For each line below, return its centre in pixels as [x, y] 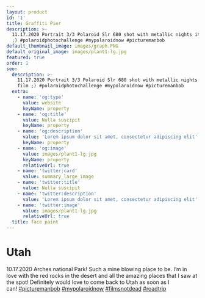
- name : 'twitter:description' [57, 194]
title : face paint [35, 222]
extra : [20, 92]
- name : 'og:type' [41, 97]
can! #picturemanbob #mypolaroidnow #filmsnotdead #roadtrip [86, 288]
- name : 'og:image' [42, 148]
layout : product [27, 12]
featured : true [26, 57]
